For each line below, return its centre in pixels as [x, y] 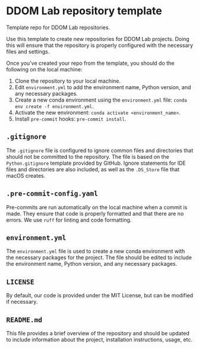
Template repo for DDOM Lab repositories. [58, 27]
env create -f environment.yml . [54, 106]
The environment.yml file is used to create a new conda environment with [96, 251]
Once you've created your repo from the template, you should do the [90, 63]
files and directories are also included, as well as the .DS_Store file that [93, 169]
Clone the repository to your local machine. [67, 81]
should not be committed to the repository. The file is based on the [88, 156]
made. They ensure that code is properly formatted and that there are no [95, 213]
